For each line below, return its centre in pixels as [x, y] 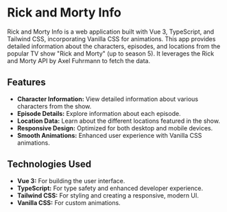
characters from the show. [54, 106]
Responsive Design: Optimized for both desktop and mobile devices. [115, 128]
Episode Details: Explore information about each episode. [99, 113]
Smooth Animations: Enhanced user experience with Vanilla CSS [109, 135]
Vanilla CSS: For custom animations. [69, 202]
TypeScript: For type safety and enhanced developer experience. [110, 188]
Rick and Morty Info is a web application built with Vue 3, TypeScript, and [111, 32]
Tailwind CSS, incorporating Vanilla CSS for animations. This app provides [111, 38]
